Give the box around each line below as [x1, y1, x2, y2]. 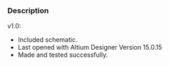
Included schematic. [17, 35, 78, 44]
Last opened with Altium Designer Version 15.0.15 [17, 43, 163, 52]
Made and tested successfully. [17, 50, 108, 59]
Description [7, 6, 49, 16]
